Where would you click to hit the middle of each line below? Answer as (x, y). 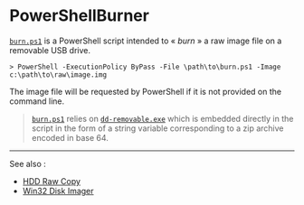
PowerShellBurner (79, 16)
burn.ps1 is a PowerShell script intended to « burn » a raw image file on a (146, 41)
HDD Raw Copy (52, 181)
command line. (37, 101)
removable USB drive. (50, 50)
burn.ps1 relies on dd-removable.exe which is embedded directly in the (162, 118)
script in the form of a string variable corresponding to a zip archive (157, 128)
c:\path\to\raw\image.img (58, 75)
